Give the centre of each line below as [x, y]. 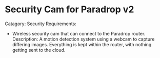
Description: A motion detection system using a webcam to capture [83, 39]
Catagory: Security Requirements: [41, 24]
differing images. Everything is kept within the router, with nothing [82, 44]
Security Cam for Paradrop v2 [69, 9]
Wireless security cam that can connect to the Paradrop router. [79, 33]
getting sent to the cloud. [39, 50]
